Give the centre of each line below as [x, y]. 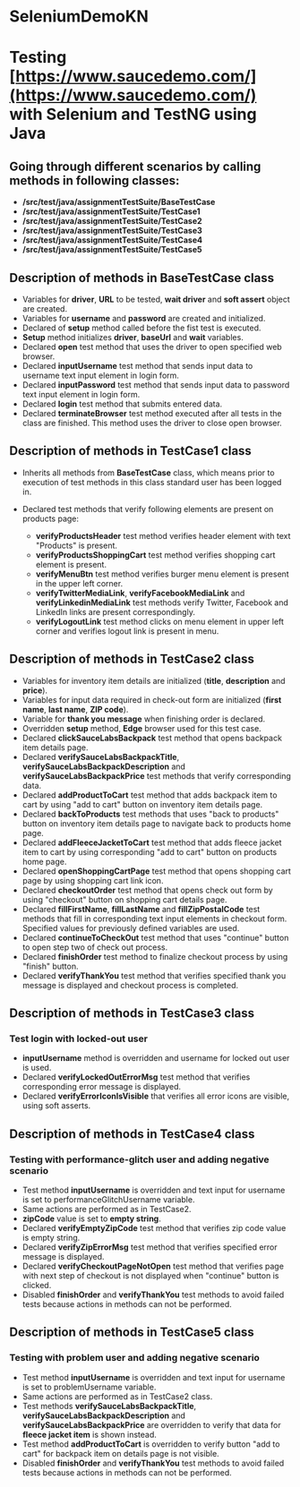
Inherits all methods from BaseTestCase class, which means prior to [148, 473]
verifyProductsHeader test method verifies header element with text [163, 535]
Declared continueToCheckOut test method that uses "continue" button [155, 937]
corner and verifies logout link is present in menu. [127, 631]
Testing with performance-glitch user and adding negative [140, 1159]
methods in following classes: [94, 180]
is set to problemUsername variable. [89, 1387]
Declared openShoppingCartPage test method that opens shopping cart [156, 871]
